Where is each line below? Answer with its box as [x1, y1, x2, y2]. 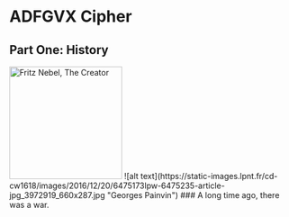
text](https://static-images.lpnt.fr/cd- [140, 171, 278, 181]
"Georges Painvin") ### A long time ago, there [106, 190, 280, 200]
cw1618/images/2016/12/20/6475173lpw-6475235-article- [9, 180, 225, 191]
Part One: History [9, 42, 109, 58]
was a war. [9, 200, 50, 210]
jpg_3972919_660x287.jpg [9, 190, 105, 200]
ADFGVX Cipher [9, 6, 132, 27]
